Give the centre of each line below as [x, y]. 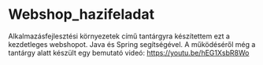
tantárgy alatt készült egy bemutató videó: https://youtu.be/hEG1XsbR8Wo [129, 52]
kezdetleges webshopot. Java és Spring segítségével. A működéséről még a [132, 44]
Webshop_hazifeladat [81, 14]
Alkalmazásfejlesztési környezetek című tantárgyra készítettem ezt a [119, 36]
